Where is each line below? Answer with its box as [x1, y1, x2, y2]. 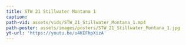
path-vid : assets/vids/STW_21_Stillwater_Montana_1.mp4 [6, 19, 146, 25]
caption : [6, 14, 28, 20]
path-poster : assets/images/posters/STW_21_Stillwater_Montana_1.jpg [6, 25, 181, 31]
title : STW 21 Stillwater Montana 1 [6, 8, 96, 15]
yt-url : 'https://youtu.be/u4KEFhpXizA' [6, 30, 107, 36]
